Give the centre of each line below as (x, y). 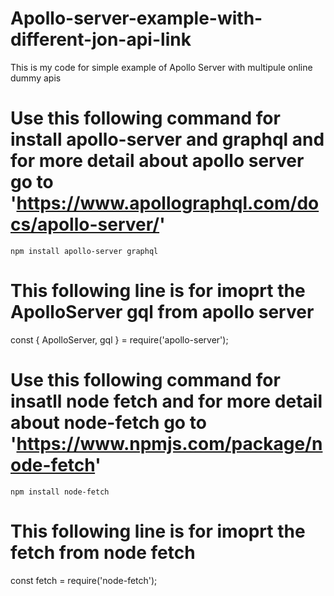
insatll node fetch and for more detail (166, 401)
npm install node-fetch (60, 492)
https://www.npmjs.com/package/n (169, 444)
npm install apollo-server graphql (84, 251)
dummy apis (36, 78)
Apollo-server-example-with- (136, 18)
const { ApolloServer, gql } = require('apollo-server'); (119, 339)
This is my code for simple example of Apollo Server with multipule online (161, 67)
